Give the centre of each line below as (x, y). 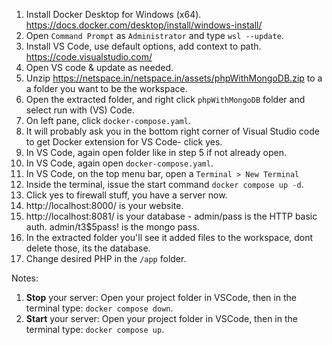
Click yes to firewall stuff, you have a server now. (126, 195)
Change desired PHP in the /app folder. (106, 258)
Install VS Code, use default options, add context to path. (143, 46)
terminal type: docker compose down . (99, 308)
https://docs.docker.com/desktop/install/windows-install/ (144, 25)
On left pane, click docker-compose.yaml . (108, 120)
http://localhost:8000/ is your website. (104, 205)
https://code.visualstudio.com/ (89, 57)
